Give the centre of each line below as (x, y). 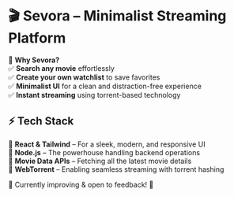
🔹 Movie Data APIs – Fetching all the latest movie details (100, 161)
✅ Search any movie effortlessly (61, 68)
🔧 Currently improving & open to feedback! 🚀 (81, 184)
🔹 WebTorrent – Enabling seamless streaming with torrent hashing (116, 169)
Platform (37, 38)
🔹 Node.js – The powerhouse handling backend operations (104, 152)
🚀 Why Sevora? (34, 60)
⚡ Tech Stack (41, 121)
